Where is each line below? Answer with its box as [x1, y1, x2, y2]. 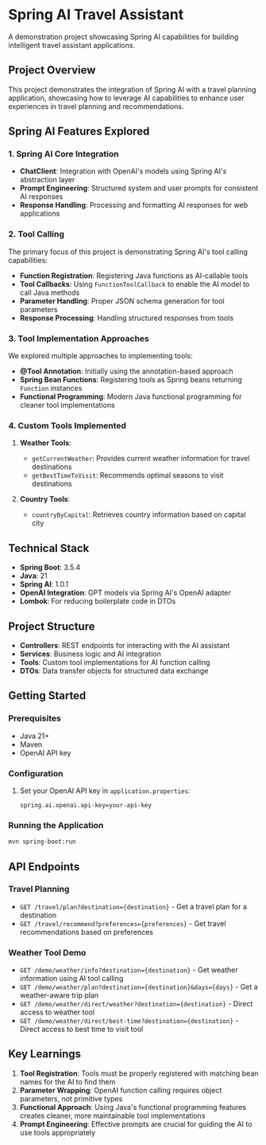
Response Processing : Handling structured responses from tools [19, 313, 234, 322]
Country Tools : [19, 494, 71, 504]
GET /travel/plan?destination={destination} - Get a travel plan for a [19, 901, 248, 911]
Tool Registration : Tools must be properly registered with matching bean [19, 1069, 259, 1078]
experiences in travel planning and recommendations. [8, 101, 184, 111]
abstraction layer [19, 175, 75, 185]
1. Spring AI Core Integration [8, 149, 119, 160]
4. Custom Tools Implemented [8, 420, 127, 431]
